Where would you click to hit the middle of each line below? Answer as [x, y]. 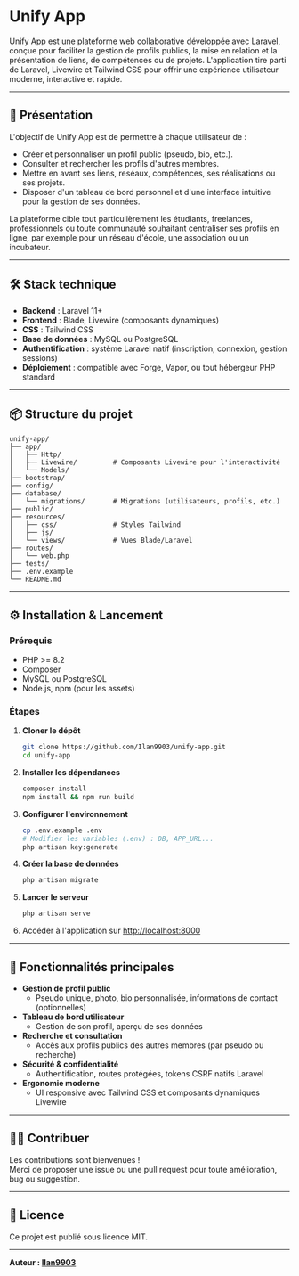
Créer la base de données [70, 864]
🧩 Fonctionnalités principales [92, 967]
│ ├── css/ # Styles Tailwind [95, 525]
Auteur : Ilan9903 [43, 1262]
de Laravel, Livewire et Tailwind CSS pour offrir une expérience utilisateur [144, 70]
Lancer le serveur [55, 897]
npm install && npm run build [78, 797]
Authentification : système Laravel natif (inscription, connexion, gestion [154, 348]
